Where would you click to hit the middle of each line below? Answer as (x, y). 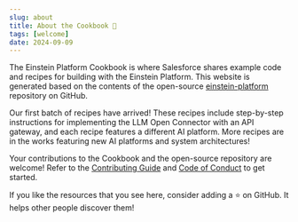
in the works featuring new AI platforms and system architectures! (130, 141)
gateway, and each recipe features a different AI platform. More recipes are (147, 132)
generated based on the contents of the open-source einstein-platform (139, 86)
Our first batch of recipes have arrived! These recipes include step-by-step (146, 113)
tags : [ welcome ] (39, 34)
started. (24, 178)
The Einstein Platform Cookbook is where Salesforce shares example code (145, 67)
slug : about (31, 17)
